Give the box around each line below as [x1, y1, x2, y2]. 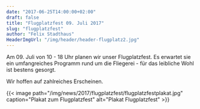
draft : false [6, 14, 39, 20]
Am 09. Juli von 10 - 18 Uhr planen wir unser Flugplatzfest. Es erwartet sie [6, 54, 191, 60]
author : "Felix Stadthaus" [6, 31, 75, 37]
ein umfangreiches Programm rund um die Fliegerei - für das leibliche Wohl [6, 60, 194, 67]
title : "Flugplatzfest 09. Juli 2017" [6, 20, 104, 26]
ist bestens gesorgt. [6, 66, 56, 73]
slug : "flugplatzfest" [6, 25, 64, 32]
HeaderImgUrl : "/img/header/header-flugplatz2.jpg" [6, 37, 139, 43]
